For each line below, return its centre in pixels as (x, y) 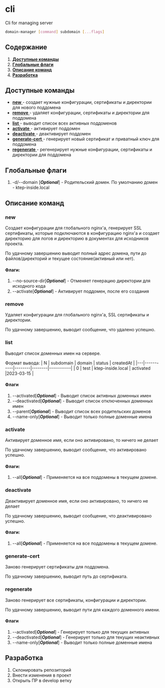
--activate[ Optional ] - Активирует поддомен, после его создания (81, 291)
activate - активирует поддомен (46, 129)
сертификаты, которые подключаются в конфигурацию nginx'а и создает (82, 233)
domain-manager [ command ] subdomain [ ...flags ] (55, 32)
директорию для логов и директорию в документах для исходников (77, 238)
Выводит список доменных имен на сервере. (53, 353)
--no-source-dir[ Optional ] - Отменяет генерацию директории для (81, 281)
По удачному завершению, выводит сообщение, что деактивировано (78, 516)
